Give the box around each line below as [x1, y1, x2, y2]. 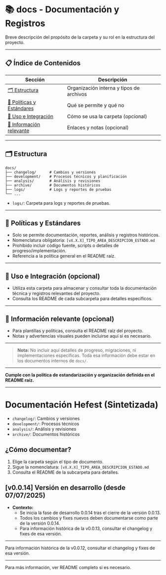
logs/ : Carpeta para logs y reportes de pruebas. [12, 200, 111, 206]
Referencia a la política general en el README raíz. [12, 253, 116, 259]
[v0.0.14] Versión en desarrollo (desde [5, 484, 126, 492]
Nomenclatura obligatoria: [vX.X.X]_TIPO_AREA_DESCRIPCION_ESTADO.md [12, 237, 155, 243]
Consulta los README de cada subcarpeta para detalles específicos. [12, 296, 153, 302]
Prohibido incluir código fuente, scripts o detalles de [12, 243, 119, 249]
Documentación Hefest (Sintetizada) [5, 399, 159, 410]
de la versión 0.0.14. [19, 520, 60, 526]
